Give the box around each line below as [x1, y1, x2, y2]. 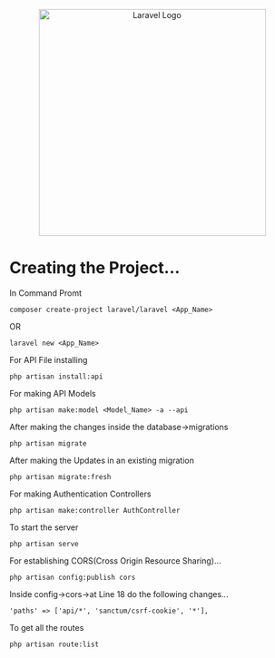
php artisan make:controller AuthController [9, 506, 181, 515]
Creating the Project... [9, 258, 181, 279]
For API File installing [9, 354, 88, 365]
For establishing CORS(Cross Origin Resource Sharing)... [9, 555, 221, 566]
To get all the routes [9, 622, 84, 633]
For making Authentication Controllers [9, 488, 152, 499]
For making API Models [9, 388, 97, 398]
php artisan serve [9, 539, 79, 548]
